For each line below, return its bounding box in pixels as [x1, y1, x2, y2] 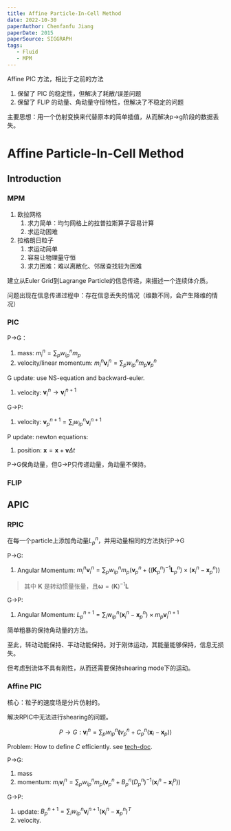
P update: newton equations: [7, 432, 89, 441]
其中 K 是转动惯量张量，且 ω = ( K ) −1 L [23, 581, 129, 590]
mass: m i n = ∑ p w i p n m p [16, 347, 81, 359]
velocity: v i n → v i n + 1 [16, 387, 77, 398]
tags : [7, 42, 23, 49]
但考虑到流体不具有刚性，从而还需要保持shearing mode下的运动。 [7, 664, 195, 672]
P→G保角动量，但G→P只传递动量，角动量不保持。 [7, 460, 150, 468]
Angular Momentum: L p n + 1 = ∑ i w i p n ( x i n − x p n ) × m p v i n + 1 [16, 609, 179, 620]
